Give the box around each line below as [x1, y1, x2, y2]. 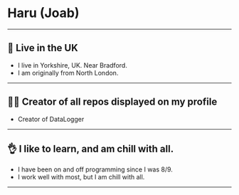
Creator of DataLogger [17, 115, 85, 123]
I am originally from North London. [17, 68, 119, 77]
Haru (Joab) [7, 5, 80, 21]
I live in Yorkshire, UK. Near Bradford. [17, 60, 128, 69]
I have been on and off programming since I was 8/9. [17, 165, 173, 174]
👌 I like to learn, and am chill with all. [7, 142, 174, 154]
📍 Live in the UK [7, 42, 78, 54]
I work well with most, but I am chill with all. [17, 173, 145, 181]
